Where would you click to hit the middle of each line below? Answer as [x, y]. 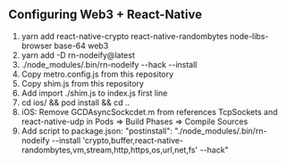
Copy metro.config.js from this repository [97, 74]
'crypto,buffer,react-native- [133, 140]
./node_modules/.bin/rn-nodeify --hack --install [109, 64]
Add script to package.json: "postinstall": [97, 131]
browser [37, 45]
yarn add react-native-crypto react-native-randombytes [125, 36]
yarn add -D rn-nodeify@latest [78, 55]
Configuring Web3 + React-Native [106, 15]
